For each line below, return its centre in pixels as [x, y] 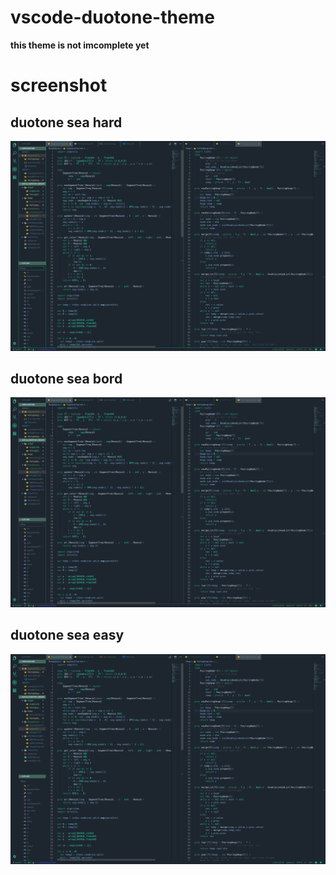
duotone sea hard [66, 122]
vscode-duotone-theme [112, 17]
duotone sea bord [66, 379]
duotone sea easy [67, 635]
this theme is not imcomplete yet [80, 45]
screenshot [59, 85]
